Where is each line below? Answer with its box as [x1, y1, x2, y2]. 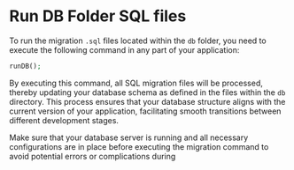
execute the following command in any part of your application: [9, 44, 240, 55]
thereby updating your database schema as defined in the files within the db [9, 86, 286, 98]
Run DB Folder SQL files [9, 6, 187, 26]
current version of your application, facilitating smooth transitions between [9, 106, 282, 116]
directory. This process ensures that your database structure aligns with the [9, 96, 286, 107]
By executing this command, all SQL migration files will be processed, [9, 78, 263, 88]
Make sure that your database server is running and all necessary [9, 132, 249, 143]
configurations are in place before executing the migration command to [9, 141, 269, 152]
